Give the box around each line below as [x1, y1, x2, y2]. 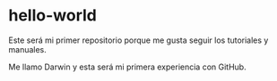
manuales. [8, 44, 47, 54]
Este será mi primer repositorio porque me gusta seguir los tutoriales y [8, 35, 269, 45]
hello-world [8, 5, 98, 26]
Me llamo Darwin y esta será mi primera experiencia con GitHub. [8, 61, 247, 72]
